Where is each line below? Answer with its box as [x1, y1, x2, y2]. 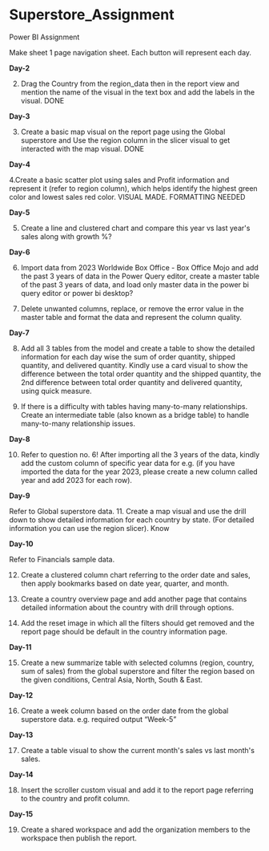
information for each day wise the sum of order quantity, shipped [20, 351, 235, 362]
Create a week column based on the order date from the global [20, 706, 229, 715]
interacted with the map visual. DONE [20, 144, 145, 153]
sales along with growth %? [20, 231, 112, 241]
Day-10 [9, 539, 34, 549]
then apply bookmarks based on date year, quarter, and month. [20, 578, 229, 588]
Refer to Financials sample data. [9, 554, 115, 564]
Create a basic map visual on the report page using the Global [20, 127, 226, 136]
